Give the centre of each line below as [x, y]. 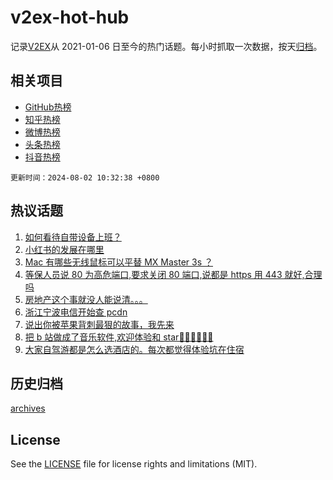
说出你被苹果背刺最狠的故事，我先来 [99, 324]
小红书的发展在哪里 [64, 249]
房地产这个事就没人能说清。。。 [86, 299]
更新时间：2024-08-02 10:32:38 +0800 [85, 177]
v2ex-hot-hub [70, 17]
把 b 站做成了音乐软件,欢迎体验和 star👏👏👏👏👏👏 [119, 337]
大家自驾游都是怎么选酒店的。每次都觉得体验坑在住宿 [134, 349]
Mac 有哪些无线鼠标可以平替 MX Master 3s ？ [118, 262]
